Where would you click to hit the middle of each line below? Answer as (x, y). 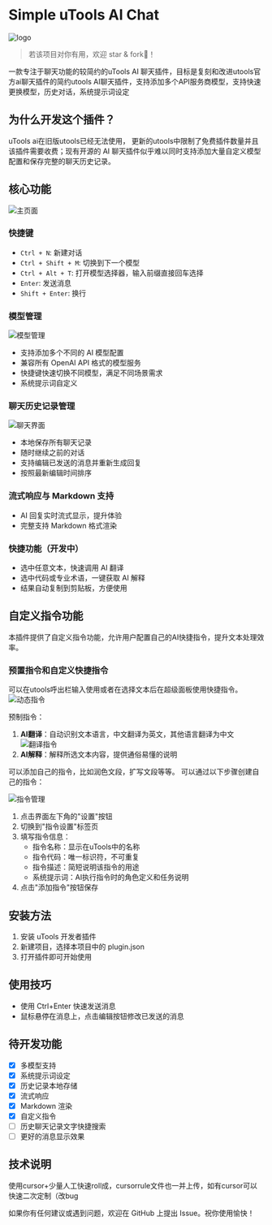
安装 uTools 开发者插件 (58, 936)
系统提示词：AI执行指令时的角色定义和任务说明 (110, 878)
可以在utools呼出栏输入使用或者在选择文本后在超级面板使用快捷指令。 (125, 690)
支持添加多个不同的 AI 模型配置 (72, 353)
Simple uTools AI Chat (84, 15)
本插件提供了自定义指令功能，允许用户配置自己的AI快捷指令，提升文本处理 (133, 637)
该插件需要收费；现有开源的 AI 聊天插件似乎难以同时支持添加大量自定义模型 (135, 151)
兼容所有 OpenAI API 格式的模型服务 (81, 363)
